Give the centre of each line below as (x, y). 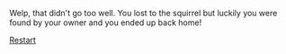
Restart (22, 40)
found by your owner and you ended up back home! (106, 22)
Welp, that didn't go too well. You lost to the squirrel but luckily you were (143, 13)
